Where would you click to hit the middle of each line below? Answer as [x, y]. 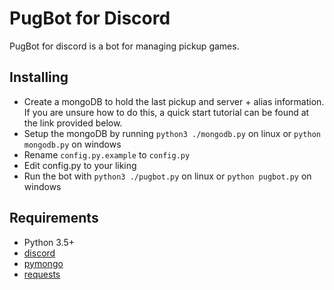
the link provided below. [73, 123]
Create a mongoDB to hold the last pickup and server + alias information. [174, 101]
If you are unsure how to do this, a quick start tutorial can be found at [166, 112]
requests [42, 274]
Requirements [54, 218]
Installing [39, 77]
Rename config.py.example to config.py [107, 154]
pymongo [43, 263]
